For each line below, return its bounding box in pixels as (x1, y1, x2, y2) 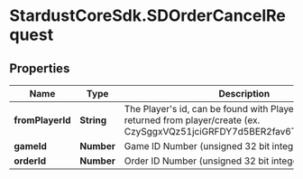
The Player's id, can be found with (124, 103, 269, 115)
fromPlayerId (14, 114, 71, 127)
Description (218, 88, 271, 99)
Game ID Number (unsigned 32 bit (124, 140, 271, 152)
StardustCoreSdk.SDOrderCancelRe (9, 5, 287, 26)
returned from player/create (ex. (124, 114, 261, 127)
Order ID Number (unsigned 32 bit (124, 155, 270, 167)
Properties (9, 61, 70, 76)
